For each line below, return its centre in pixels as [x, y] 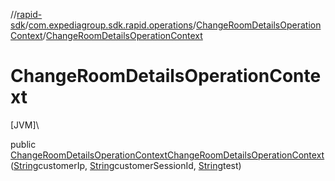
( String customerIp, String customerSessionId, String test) [126, 165]
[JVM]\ [25, 125]
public [23, 144]
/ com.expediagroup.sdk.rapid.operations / [110, 25]
